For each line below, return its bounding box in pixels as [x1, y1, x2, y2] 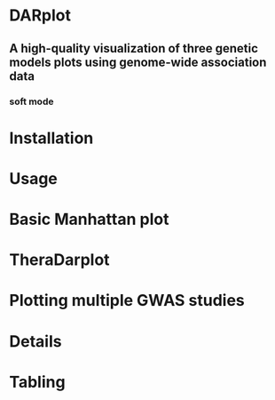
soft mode [9, 95, 54, 108]
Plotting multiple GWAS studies [9, 291, 246, 311]
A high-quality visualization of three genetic [9, 41, 259, 56]
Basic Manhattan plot [9, 210, 169, 229]
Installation [9, 128, 94, 148]
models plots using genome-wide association [9, 54, 267, 69]
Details [9, 331, 62, 351]
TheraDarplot [9, 250, 110, 270]
